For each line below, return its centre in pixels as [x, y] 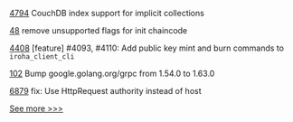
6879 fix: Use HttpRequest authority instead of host [105, 91]
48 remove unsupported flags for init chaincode [99, 30]
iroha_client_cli [42, 57]
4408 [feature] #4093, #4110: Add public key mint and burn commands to [147, 48]
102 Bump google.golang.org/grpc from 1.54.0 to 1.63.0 [112, 73]
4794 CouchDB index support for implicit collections [107, 13]
